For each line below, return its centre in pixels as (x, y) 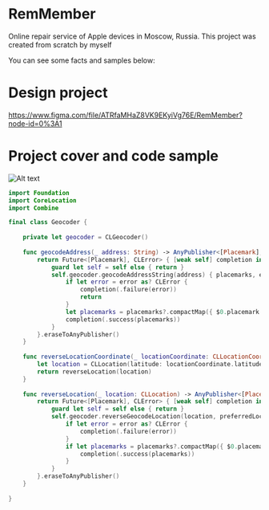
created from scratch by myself (60, 44)
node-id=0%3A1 (35, 123)
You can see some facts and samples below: (82, 60)
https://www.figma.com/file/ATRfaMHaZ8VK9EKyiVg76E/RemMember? (125, 115)
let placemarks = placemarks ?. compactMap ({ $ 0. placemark (163, 312)
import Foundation (39, 193)
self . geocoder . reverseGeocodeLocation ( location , (134, 417)
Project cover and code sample (113, 156)
